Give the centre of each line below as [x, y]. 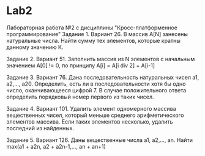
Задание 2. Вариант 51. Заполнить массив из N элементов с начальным [101, 59]
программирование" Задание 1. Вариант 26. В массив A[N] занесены [97, 34]
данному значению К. [35, 47]
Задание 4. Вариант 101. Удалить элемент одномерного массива [91, 108]
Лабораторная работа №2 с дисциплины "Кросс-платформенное [92, 28]
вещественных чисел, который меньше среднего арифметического [95, 115]
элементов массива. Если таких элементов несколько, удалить [90, 121]
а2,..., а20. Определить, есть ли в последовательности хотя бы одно [96, 84]
